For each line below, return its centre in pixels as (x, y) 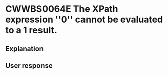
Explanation (25, 49)
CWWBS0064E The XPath (62, 9)
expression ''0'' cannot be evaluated (84, 19)
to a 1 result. (31, 30)
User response (29, 66)
